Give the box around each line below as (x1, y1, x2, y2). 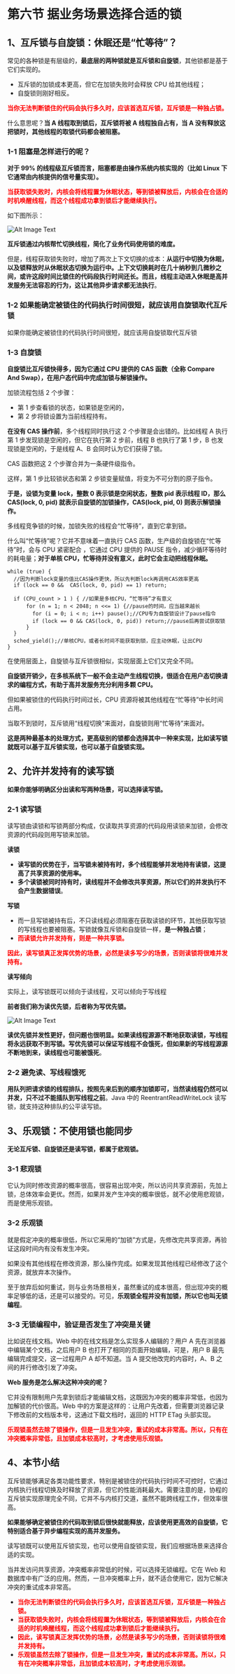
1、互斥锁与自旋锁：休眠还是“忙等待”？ (7, 36, 178, 48)
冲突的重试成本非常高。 (7, 1583, 75, 1591)
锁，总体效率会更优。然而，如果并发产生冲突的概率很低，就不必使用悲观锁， (7, 1190, 228, 1198)
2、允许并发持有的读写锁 (7, 765, 115, 777)
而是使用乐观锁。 (7, 1199, 57, 1207)
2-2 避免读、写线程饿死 (7, 1067, 86, 1077)
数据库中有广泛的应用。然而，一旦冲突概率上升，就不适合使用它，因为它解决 (7, 1574, 228, 1582)
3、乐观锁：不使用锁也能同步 (7, 1125, 133, 1137)
